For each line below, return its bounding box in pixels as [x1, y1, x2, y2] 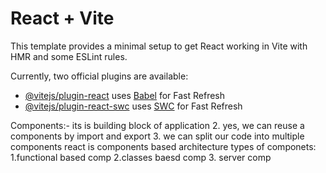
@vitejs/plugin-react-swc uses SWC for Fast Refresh [24, 100, 243, 112]
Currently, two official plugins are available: [10, 70, 189, 82]
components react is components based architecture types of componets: [10, 140, 317, 152]
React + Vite [10, 7, 115, 30]
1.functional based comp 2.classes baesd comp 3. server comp [10, 151, 272, 163]
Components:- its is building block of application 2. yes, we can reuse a [10, 119, 305, 131]
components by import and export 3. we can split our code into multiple [10, 130, 305, 142]
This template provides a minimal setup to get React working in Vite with [10, 40, 308, 52]
